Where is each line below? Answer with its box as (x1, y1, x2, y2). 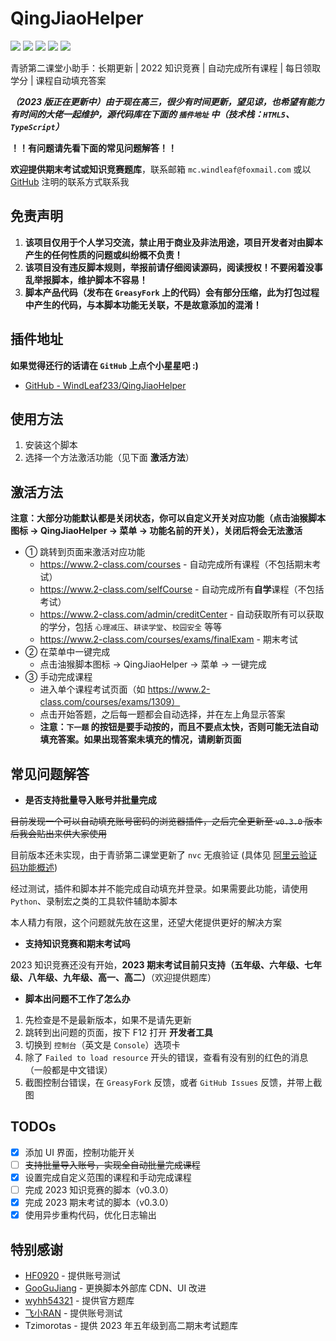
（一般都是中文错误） (24, 1064, 113, 1076)
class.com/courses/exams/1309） (39, 696, 181, 708)
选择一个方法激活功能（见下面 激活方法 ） (24, 452, 195, 464)
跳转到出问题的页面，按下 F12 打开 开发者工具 (24, 1027, 214, 1038)
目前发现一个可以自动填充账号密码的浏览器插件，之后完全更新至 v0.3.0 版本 (10, 815, 323, 827)
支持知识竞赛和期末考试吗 (24, 938, 131, 949)
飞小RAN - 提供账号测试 (24, 1307, 123, 1319)
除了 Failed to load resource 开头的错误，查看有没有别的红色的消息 (24, 1052, 309, 1063)
